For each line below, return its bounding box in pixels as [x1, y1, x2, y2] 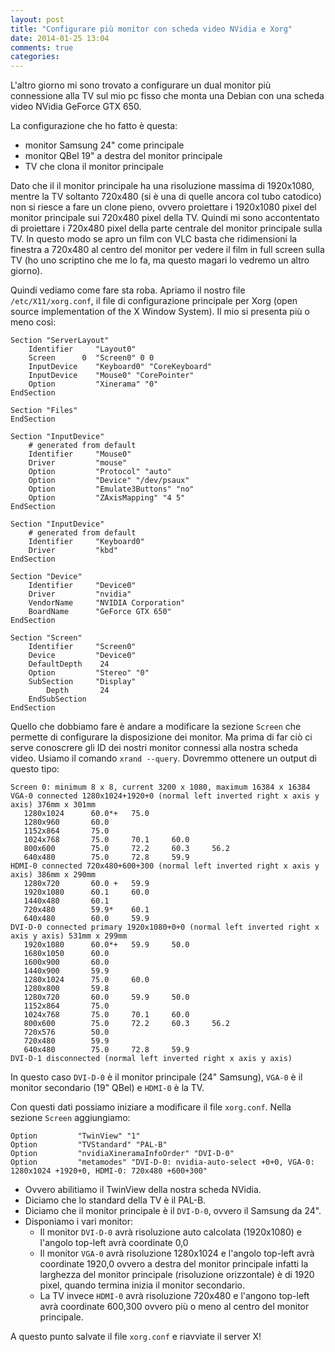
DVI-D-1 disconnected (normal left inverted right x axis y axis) [10, 1054, 293, 1064]
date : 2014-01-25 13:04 [10, 33, 110, 43]
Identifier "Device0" [28, 581, 137, 591]
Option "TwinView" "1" [10, 1131, 141, 1141]
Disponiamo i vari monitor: [24, 1216, 133, 1228]
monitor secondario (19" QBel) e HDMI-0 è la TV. [10, 1082, 205, 1094]
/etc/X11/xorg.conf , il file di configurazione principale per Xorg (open [10, 295, 298, 307]
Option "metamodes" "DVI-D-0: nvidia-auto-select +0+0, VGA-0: [10, 1157, 315, 1168]
